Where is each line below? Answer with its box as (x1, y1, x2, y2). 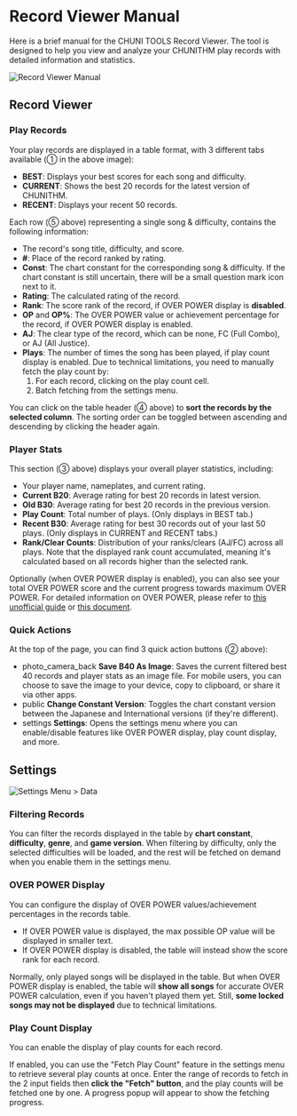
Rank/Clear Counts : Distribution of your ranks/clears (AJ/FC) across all (21, 537, 284, 547)
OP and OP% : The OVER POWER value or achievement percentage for (21, 309, 280, 320)
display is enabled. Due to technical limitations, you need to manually (21, 356, 275, 367)
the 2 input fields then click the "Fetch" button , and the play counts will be (9, 1078, 284, 1088)
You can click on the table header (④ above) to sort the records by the (9, 402, 272, 412)
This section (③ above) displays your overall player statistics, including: (9, 463, 274, 474)
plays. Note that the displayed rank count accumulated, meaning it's (21, 546, 271, 557)
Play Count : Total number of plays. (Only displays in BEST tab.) (21, 508, 254, 519)
